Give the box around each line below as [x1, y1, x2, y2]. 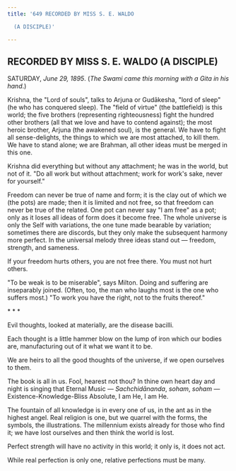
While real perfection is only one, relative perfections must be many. [7, 456, 206, 465]
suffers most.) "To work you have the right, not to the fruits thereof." [7, 293, 206, 302]
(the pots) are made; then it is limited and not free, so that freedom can [7, 198, 214, 207]
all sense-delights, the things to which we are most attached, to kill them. [7, 133, 220, 142]
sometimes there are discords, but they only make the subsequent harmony [7, 228, 228, 237]
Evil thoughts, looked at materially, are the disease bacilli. [7, 321, 175, 329]
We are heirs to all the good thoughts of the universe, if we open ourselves [7, 356, 225, 365]
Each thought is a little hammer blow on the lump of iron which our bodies [7, 334, 223, 344]
